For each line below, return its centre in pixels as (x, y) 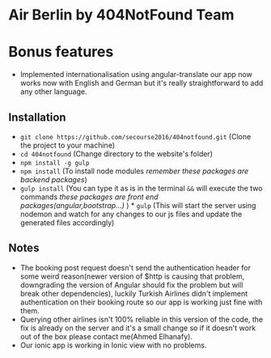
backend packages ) (53, 179)
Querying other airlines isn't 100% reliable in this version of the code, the (142, 319)
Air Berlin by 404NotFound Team (121, 15)
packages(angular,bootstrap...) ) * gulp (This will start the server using (138, 205)
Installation (37, 117)
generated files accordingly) (67, 222)
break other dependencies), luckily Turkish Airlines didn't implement (134, 293)
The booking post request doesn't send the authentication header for (135, 267)
